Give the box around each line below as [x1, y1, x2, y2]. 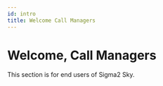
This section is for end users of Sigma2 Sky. [7, 70, 135, 79]
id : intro [7, 10, 37, 18]
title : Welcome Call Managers [7, 17, 96, 24]
